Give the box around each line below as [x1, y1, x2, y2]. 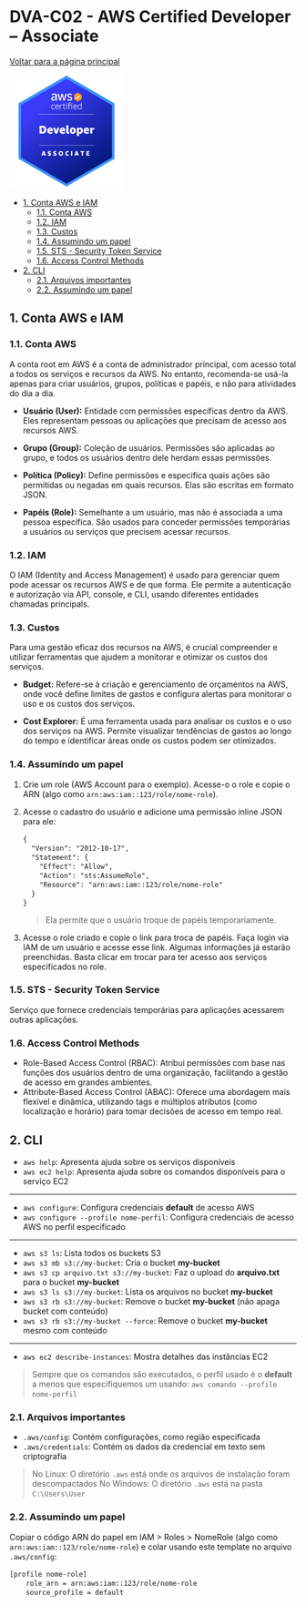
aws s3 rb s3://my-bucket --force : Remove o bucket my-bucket [22, 1314, 269, 1326]
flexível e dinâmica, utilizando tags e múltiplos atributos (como [22, 1096, 258, 1108]
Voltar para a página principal [9, 56, 120, 66]
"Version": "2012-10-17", [31, 844, 129, 853]
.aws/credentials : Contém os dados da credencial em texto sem [22, 1441, 266, 1452]
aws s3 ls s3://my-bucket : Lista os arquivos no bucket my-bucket [22, 1286, 273, 1297]
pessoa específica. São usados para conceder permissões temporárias [22, 517, 291, 527]
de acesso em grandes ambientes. [22, 1077, 153, 1088]
